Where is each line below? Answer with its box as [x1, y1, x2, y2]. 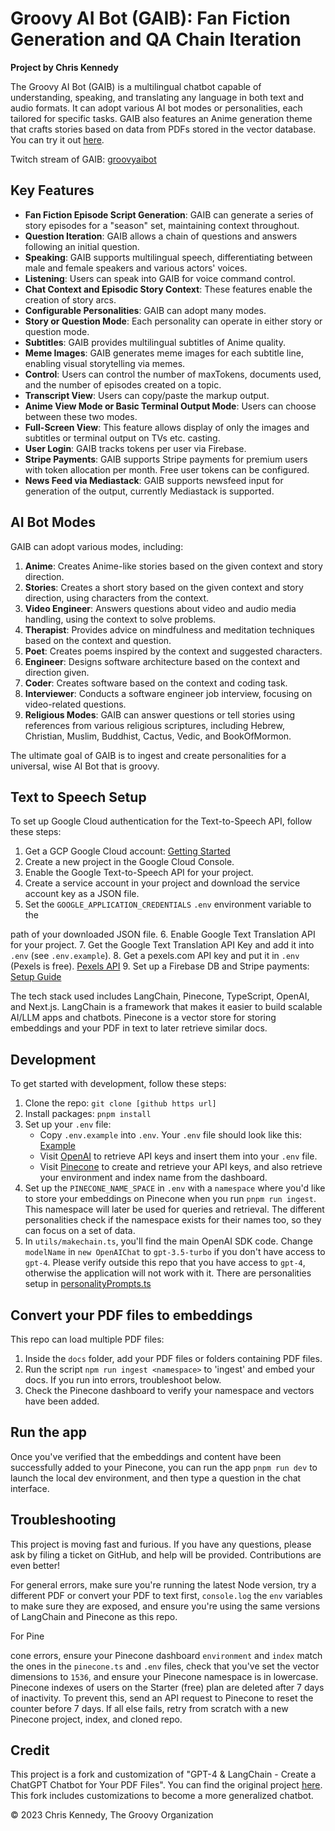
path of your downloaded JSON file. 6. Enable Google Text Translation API [10, 928, 316, 941]
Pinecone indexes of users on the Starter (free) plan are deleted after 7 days [10, 1681, 325, 1693]
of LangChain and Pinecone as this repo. [10, 1610, 178, 1622]
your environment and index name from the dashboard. [39, 1172, 268, 1184]
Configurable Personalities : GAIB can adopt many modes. [24, 304, 267, 316]
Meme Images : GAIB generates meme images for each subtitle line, [24, 347, 305, 359]
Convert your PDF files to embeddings [10, 1307, 253, 1324]
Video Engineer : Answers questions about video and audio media [24, 602, 297, 614]
